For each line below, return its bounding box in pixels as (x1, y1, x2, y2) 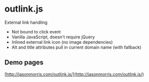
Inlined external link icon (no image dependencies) (11, 39, 113, 45)
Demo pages (4, 58, 44, 66)
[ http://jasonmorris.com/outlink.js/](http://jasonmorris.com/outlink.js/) (4, 71, 144, 77)
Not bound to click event (11, 29, 61, 34)
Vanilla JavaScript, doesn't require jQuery (11, 34, 95, 40)
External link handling (4, 19, 48, 25)
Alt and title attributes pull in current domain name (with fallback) (11, 44, 142, 50)
